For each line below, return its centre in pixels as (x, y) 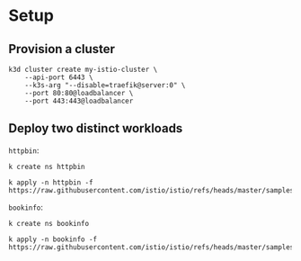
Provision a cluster (62, 49)
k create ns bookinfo (49, 223)
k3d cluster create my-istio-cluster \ (83, 69)
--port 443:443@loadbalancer (79, 101)
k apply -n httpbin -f (51, 182)
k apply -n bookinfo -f (53, 239)
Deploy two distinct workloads (96, 128)
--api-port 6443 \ (59, 77)
